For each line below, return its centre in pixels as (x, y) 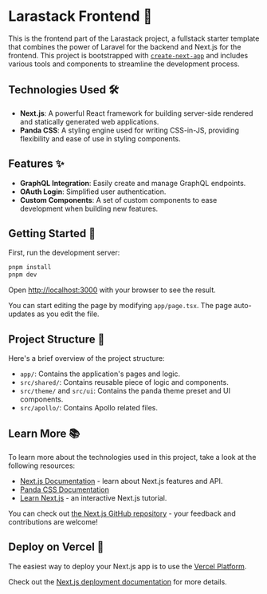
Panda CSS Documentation (64, 489)
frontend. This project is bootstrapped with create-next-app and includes (128, 55)
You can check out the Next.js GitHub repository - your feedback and (122, 513)
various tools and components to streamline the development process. (124, 64)
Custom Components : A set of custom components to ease (118, 200)
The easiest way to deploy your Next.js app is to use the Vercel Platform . (128, 566)
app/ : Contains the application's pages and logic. (100, 374)
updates (22, 314)
